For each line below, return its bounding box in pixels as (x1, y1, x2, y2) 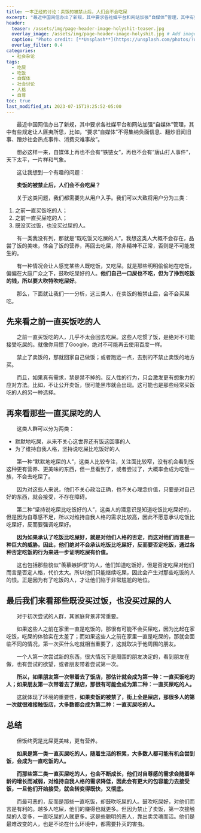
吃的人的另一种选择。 (6, 389, 59, 396)
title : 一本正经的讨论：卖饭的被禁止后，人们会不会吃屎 (6, 8, 127, 15)
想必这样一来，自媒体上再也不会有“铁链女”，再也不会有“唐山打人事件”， (17, 148, 194, 156)
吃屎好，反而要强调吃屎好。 (6, 521, 75, 528)
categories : (6, 48, 36, 54)
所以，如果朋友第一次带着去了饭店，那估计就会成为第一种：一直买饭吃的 (17, 673, 195, 680)
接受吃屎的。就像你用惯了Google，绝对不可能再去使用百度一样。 (6, 341, 166, 348)
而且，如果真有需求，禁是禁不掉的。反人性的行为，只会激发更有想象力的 (17, 374, 195, 381)
